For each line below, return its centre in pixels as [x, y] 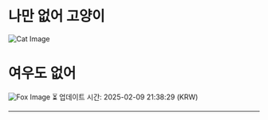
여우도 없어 [42, 74]
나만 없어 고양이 [57, 16]
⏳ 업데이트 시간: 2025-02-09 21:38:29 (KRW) [125, 97]
